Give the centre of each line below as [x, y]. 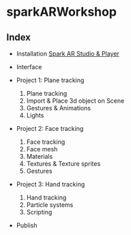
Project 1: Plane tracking [50, 80]
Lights [35, 115]
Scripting [39, 212]
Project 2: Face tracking [50, 128]
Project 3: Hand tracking [50, 184]
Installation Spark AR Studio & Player [68, 53]
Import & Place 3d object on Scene [75, 101]
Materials [40, 156]
